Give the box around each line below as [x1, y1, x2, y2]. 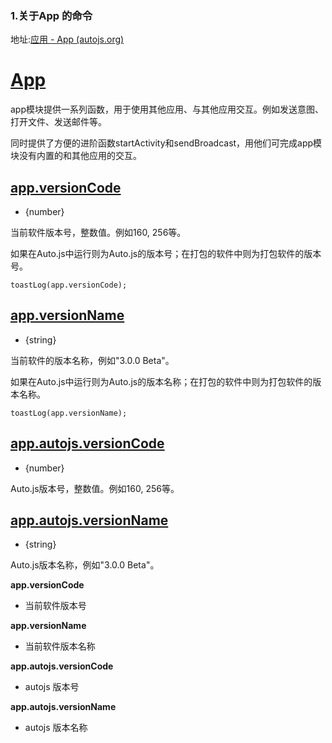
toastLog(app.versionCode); [10, 280, 128, 291]
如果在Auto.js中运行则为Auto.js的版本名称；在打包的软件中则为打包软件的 [10, 375, 313, 387]
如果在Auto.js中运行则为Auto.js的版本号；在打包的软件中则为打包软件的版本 [10, 248, 322, 260]
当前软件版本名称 [24, 640, 96, 652]
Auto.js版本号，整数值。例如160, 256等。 [10, 482, 180, 494]
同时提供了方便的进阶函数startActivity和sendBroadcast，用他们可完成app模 [10, 137, 323, 149]
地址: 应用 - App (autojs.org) [10, 33, 125, 46]
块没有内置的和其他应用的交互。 [10, 150, 142, 162]
